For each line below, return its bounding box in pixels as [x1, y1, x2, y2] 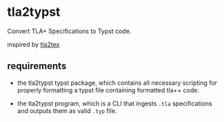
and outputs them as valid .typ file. [17, 106, 117, 114]
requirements [7, 60, 67, 72]
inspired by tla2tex [7, 40, 60, 48]
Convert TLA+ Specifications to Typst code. [7, 27, 132, 35]
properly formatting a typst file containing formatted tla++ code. [17, 85, 200, 94]
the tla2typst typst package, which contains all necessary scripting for [17, 79, 217, 87]
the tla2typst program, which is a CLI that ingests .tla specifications [17, 99, 212, 108]
